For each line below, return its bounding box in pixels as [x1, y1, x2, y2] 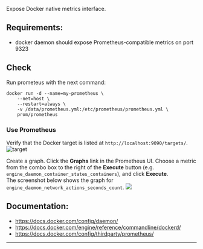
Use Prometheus [6, 125, 56, 134]
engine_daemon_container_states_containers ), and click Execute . [6, 170, 169, 177]
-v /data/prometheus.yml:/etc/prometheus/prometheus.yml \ [17, 106, 169, 112]
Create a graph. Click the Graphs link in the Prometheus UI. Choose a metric [6, 157, 196, 164]
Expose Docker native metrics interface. [6, 5, 106, 12]
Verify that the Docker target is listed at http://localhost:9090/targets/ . [6, 139, 188, 146]
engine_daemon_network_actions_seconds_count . [6, 184, 124, 191]
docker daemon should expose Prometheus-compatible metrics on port [14, 39, 194, 46]
